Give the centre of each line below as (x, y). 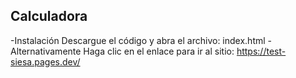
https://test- (261, 51)
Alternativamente (46, 51)
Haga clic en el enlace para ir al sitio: (159, 51)
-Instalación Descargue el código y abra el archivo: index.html (138, 40)
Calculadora (49, 16)
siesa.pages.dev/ (45, 61)
